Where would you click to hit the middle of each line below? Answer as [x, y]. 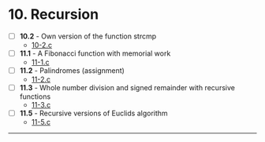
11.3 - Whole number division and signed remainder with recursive [127, 88]
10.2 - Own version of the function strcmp [88, 36]
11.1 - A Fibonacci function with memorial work [95, 53]
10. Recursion [54, 15]
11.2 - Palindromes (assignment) [72, 71]
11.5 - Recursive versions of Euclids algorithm [93, 113]
